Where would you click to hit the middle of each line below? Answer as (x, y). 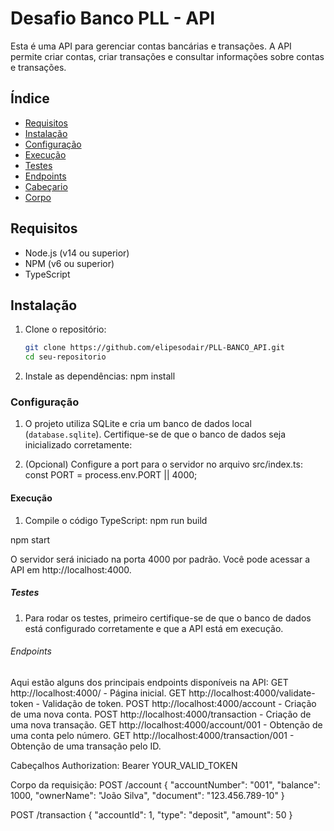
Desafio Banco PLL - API (113, 18)
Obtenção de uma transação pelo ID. (86, 746)
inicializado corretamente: (78, 445)
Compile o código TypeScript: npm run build (116, 520)
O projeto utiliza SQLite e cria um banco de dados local (138, 424)
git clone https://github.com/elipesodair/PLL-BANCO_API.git (155, 348)
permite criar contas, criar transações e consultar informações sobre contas (167, 56)
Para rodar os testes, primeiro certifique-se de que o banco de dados (168, 618)
